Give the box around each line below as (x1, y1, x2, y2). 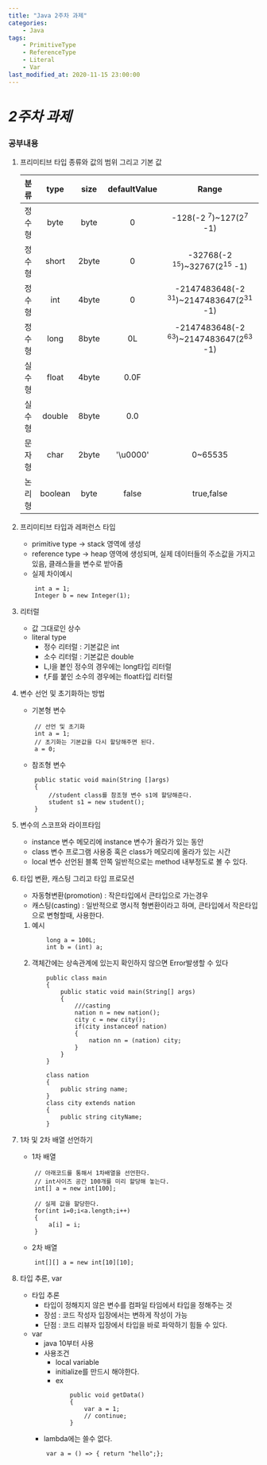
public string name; (60, 1085, 129, 1093)
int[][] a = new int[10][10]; (34, 1258, 134, 1267)
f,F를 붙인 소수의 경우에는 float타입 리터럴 (43, 672, 173, 682)
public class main (46, 974, 107, 982)
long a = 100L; (46, 937, 97, 945)
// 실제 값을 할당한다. (34, 1200, 99, 1208)
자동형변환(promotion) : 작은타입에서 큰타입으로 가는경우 (31, 891, 209, 900)
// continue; (83, 1412, 127, 1421)
